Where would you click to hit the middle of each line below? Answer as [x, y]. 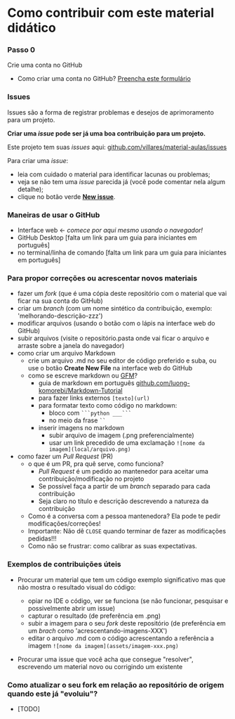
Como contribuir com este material [111, 13]
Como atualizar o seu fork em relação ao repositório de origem [116, 685]
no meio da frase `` [78, 420]
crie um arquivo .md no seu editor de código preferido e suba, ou [122, 361]
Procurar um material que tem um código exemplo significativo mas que [121, 579]
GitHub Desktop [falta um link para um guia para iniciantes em [107, 238]
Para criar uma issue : [38, 160]
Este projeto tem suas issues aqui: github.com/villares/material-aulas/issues [117, 147]
